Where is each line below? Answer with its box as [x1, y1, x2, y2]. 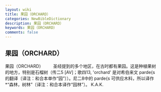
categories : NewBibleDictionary [5, 16, 71, 21]
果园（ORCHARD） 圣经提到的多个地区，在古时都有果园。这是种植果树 [5, 63, 157, 69]
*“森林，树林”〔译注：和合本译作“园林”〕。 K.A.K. [5, 81, 104, 87]
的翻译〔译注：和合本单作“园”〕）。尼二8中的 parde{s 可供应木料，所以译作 [5, 75, 154, 81]
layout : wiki [5, 7, 32, 12]
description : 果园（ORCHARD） [5, 21, 64, 26]
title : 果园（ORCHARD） [5, 12, 50, 17]
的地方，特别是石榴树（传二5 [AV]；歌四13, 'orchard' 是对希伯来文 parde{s [5, 69, 155, 75]
